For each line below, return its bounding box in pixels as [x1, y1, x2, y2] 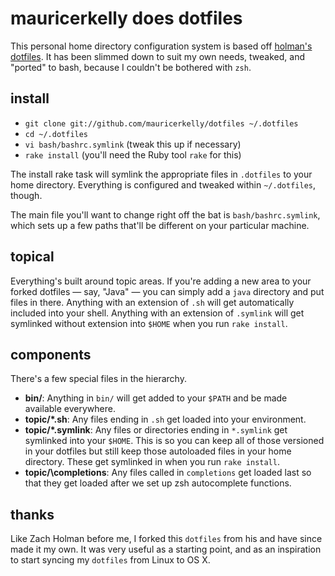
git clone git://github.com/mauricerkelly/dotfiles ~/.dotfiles [24, 118, 299, 129]
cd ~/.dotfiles [24, 129, 89, 139]
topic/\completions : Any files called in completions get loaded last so [24, 467, 312, 479]
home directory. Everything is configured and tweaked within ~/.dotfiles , [10, 178, 316, 191]
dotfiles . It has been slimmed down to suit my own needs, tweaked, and [10, 50, 305, 62]
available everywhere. [24, 403, 116, 415]
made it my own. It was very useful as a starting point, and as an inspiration [10, 543, 322, 556]
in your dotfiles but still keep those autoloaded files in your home [24, 445, 292, 457]
